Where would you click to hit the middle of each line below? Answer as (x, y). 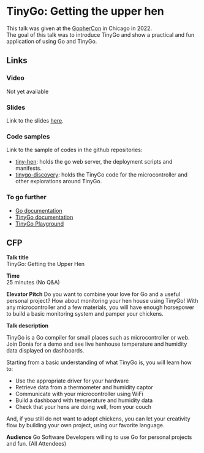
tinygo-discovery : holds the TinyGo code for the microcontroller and (101, 175)
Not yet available (28, 91)
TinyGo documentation (44, 217)
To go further (27, 197)
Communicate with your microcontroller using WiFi (79, 394)
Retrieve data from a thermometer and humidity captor (84, 387)
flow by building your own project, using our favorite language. (85, 425)
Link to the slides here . (35, 120)
